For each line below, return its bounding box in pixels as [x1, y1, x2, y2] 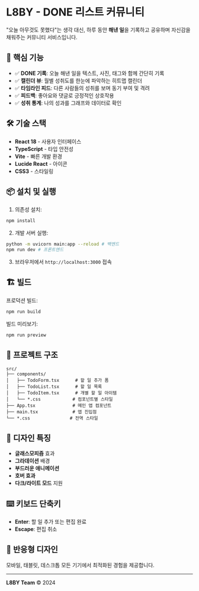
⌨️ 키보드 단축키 [6, 498, 61, 508]
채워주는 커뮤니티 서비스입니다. [6, 33, 78, 40]
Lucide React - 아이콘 [14, 160, 68, 167]
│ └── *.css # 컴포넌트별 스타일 [6, 396, 113, 403]
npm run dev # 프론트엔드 [6, 247, 64, 253]
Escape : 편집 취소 [14, 526, 57, 532]
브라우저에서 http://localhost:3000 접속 [14, 258, 113, 265]
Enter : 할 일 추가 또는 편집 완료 [14, 518, 87, 525]
